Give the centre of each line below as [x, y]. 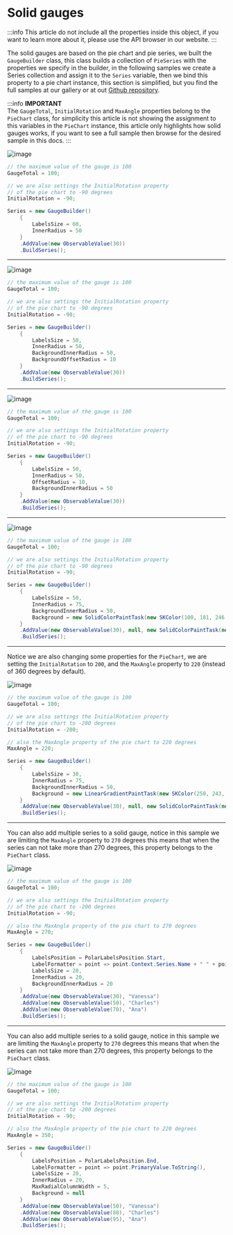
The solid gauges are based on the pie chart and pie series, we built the [110, 53]
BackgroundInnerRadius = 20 [72, 984]
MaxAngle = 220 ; [31, 749]
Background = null [59, 1193]
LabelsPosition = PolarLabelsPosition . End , [96, 1161]
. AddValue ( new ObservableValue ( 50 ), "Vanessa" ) [89, 1206]
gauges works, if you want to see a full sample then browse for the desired [114, 133]
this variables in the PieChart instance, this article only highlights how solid [114, 125]
